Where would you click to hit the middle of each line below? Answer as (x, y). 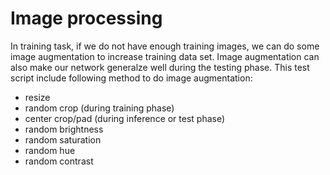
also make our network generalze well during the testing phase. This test (160, 67)
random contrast (59, 161)
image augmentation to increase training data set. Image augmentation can (165, 56)
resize (37, 97)
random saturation (63, 139)
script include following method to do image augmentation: (131, 78)
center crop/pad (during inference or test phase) (125, 118)
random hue (50, 150)
